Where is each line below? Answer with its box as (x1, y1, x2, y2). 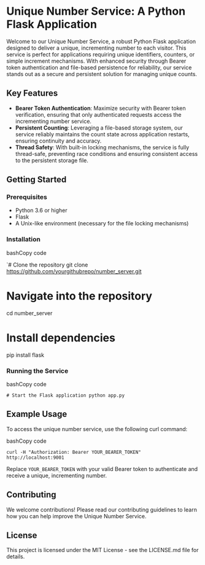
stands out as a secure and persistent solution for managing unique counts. (6, 70, 198, 77)
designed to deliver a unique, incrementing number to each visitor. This (6, 44, 187, 52)
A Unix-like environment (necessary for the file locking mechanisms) (15, 220, 189, 227)
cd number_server (6, 309, 53, 317)
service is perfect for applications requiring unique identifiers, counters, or (6, 50, 195, 58)
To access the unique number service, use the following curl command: (6, 425, 188, 432)
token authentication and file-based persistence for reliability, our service (6, 63, 192, 71)
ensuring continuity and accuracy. (15, 137, 102, 144)
